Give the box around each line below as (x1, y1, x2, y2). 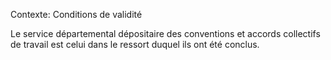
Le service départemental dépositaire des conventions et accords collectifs (10, 28, 321, 39)
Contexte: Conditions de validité (10, 9, 143, 20)
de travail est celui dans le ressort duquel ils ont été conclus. (10, 39, 260, 50)
